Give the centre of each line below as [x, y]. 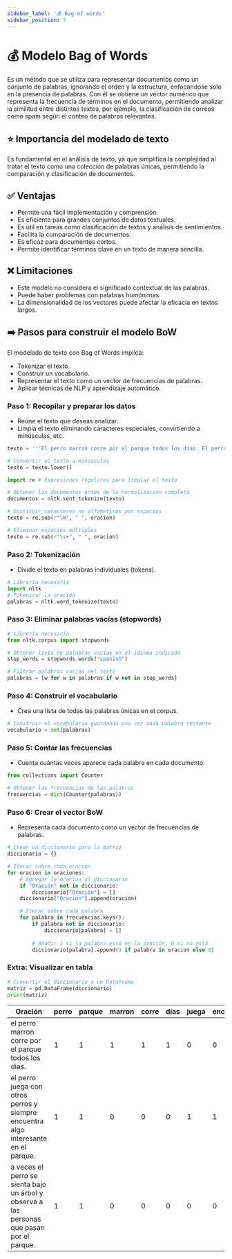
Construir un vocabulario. [53, 373]
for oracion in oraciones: [46, 873]
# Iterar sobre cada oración [49, 867]
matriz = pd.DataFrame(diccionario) [60, 988]
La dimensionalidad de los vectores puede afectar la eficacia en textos [118, 302]
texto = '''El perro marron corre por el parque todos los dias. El [108, 448]
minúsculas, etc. [40, 435]
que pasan [28, 1228]
